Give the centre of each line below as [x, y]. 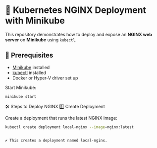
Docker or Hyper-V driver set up [45, 78]
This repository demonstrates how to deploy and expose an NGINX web [78, 34]
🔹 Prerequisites [29, 55]
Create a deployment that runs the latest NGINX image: [61, 118]
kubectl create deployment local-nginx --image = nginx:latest [70, 127]
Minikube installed [31, 67]
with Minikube [35, 21]
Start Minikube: [21, 87]
